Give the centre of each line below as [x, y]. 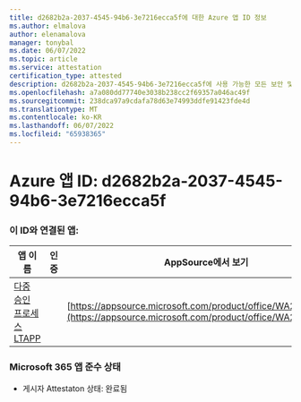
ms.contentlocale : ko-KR [56, 117]
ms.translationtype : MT [54, 109]
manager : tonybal [42, 43]
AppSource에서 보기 [206, 262]
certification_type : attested [66, 76]
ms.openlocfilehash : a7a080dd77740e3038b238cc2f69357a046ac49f [130, 92]
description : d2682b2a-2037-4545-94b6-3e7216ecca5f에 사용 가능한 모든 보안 [146, 84]
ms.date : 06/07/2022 [48, 51]
